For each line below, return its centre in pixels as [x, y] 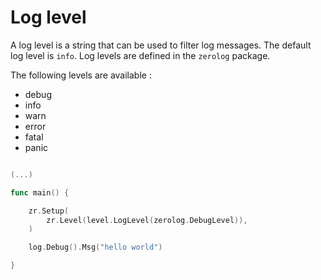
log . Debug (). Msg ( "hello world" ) [95, 247]
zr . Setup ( [49, 211]
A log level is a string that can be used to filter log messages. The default [161, 45]
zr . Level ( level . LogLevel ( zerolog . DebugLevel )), [147, 220]
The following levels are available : [81, 75]
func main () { [40, 192]
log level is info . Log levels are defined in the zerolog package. [140, 55]
